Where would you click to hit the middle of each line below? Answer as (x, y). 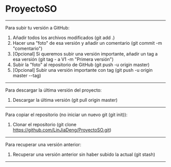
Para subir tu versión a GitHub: (37, 27)
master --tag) (27, 75)
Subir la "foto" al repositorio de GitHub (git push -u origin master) (81, 65)
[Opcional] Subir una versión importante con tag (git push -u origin (82, 70)
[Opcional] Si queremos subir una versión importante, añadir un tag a (85, 53)
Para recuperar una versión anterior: (43, 144)
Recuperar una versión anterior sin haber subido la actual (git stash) (84, 154)
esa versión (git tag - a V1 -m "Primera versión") (63, 59)
